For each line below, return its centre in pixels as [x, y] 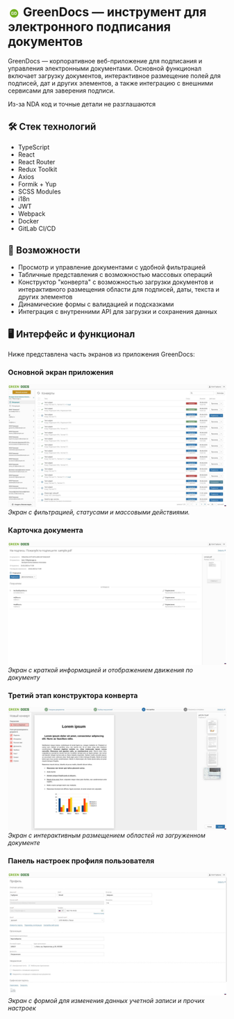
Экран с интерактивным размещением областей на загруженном [107, 835]
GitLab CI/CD [37, 228]
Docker [28, 221]
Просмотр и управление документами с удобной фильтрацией [111, 267]
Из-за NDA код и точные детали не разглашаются [82, 104]
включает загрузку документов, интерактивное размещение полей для [115, 76]
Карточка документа [45, 530]
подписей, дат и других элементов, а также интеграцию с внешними [111, 83]
